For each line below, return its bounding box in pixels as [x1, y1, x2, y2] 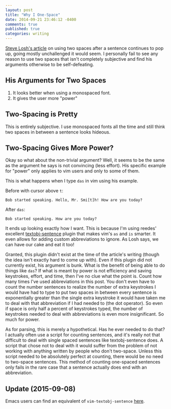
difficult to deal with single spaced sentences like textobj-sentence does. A [5, 337, 163, 343]
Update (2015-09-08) [5, 385, 76, 393]
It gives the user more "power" [12, 95, 78, 101]
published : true [5, 27, 40, 32]
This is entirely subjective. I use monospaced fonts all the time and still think [5, 123, 165, 130]
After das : [5, 207, 26, 213]
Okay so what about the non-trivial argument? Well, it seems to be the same [5, 157, 165, 163]
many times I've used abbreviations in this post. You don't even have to [5, 278, 155, 285]
